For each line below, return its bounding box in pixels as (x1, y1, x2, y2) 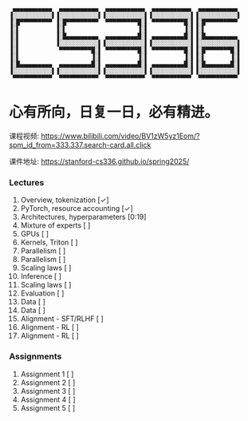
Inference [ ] (20, 272, 62, 281)
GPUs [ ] (20, 229, 49, 239)
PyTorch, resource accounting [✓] (20, 204, 134, 213)
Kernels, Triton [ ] (20, 237, 78, 248)
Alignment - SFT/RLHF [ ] (20, 314, 104, 324)
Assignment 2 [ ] (20, 377, 76, 387)
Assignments (9, 351, 62, 362)
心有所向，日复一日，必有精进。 (9, 103, 219, 121)
